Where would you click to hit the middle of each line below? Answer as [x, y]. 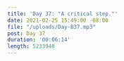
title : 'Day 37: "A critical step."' [63, 14]
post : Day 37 [26, 33]
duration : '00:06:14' [39, 40]
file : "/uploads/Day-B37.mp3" [52, 27]
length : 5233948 [31, 46]
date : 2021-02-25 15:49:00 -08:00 [58, 20]
